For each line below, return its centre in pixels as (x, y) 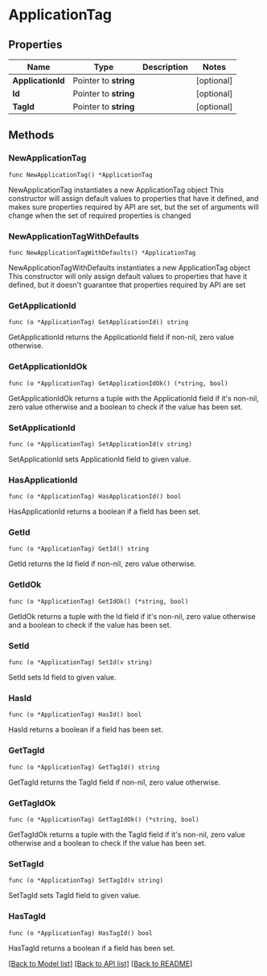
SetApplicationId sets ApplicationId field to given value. (100, 459)
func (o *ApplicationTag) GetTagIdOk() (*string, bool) (104, 819)
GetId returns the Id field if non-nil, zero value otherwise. (103, 564)
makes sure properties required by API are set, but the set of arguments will (133, 207)
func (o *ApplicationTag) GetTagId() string (84, 767)
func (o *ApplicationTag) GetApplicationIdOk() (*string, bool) (118, 383)
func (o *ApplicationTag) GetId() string (79, 549)
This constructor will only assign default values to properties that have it (128, 276)
